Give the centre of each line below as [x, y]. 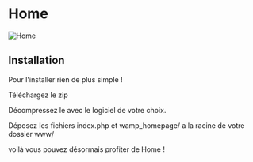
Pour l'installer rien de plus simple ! [65, 79]
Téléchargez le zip [38, 95]
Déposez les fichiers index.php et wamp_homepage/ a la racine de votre [126, 125]
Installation [36, 60]
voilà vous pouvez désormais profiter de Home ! [86, 149]
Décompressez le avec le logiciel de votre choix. [87, 110]
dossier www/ [31, 134]
